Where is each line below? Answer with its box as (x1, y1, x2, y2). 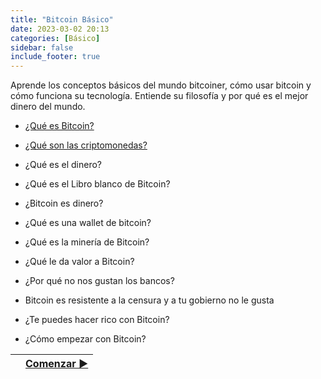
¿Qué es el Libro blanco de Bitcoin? (24, 178, 171, 190)
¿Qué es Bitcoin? (24, 120, 95, 132)
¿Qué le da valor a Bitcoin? (24, 256, 135, 268)
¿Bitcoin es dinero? (24, 197, 104, 210)
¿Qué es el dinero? (24, 159, 103, 171)
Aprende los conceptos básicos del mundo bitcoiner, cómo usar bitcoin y (10, 79, 312, 91)
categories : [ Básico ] (10, 33, 101, 43)
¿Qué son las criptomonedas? (24, 139, 148, 151)
